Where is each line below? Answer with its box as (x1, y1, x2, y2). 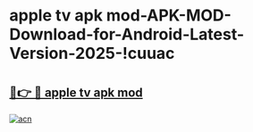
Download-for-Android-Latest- (9, 24, 245, 45)
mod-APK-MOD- (105, 5, 232, 26)
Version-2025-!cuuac (9, 44, 175, 63)
